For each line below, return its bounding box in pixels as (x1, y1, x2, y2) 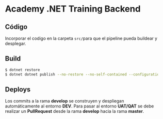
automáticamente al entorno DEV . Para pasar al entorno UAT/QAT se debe (5, 103, 154, 109)
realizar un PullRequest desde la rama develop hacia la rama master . (5, 108, 145, 114)
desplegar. (5, 41, 27, 46)
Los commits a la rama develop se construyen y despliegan (5, 98, 125, 104)
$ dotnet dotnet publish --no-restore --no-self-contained (5, 72, 127, 77)
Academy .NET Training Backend (5, 3, 141, 15)
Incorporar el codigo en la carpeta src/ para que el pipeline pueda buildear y (5, 35, 158, 41)
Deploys (5, 85, 31, 93)
